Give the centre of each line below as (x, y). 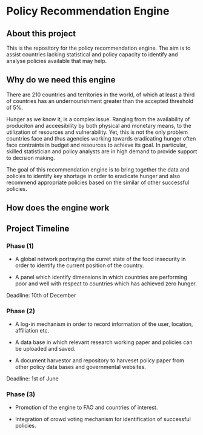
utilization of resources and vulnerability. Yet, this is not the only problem (97, 132)
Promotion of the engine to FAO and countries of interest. (86, 408)
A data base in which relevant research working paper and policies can (104, 342)
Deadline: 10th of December (41, 295)
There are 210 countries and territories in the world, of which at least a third (101, 95)
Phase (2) (21, 311)
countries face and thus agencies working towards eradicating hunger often (101, 138)
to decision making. (31, 158)
